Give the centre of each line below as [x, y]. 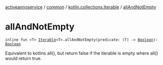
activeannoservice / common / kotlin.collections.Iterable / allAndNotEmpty [81, 7]
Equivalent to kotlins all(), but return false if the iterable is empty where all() [81, 53]
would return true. [23, 58]
